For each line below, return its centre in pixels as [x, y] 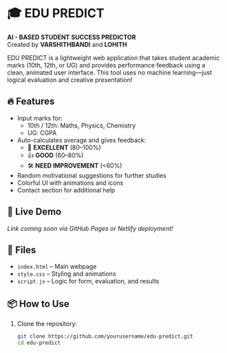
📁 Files [22, 250]
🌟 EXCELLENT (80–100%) [64, 147]
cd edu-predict [39, 343]
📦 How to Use [39, 304]
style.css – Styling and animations [66, 274]
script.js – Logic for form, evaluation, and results [88, 281]
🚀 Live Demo [34, 212]
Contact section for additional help [66, 190]
